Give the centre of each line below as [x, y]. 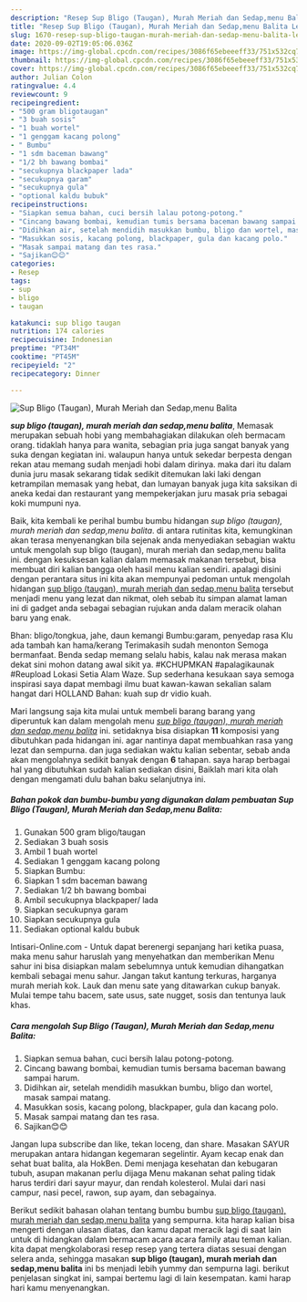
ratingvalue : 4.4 [43, 86]
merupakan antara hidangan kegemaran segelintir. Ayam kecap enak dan [147, 1154]
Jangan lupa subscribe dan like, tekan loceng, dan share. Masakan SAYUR [150, 1144]
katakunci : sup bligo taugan [66, 323]
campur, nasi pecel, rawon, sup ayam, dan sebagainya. [113, 1193]
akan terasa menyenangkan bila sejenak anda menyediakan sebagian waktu [153, 540]
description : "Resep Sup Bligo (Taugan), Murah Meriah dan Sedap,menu [147, 18]
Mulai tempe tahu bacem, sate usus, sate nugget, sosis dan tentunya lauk [148, 995]
